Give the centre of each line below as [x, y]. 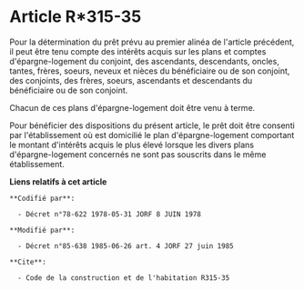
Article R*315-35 [76, 17]
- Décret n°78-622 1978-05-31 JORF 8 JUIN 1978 [110, 214]
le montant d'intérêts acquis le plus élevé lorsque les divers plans [132, 145]
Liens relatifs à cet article [58, 181]
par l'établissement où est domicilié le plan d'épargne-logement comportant [152, 135]
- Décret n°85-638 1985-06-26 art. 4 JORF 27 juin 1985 [126, 246]
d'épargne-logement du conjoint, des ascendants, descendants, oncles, [144, 61]
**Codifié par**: [42, 198]
